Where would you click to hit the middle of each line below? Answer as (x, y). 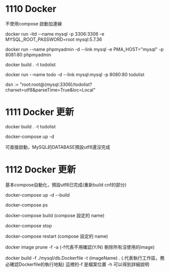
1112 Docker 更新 (41, 170)
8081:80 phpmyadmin (28, 55)
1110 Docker (31, 9)
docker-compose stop (29, 225)
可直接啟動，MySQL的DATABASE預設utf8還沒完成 (58, 147)
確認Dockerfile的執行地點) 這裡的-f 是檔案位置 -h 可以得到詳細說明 (79, 264)
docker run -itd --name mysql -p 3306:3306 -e (55, 34)
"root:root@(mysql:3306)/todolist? (56, 84)
